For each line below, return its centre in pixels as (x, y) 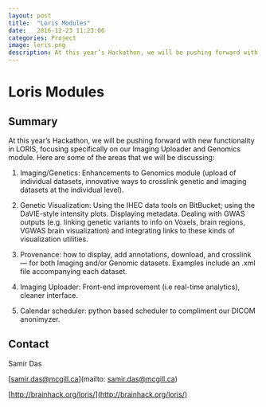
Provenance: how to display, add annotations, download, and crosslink (135, 254)
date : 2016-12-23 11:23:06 (57, 30)
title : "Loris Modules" (49, 23)
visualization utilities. (54, 239)
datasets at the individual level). (72, 190)
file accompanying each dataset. (73, 271)
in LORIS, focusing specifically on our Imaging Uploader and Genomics (125, 149)
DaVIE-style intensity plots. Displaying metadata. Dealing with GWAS (132, 213)
